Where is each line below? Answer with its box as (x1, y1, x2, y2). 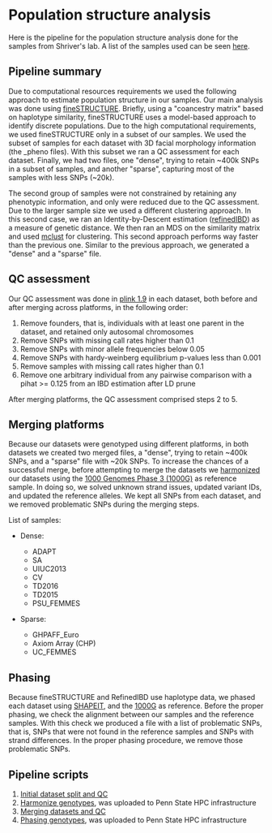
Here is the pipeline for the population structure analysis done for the (8, 32, 239, 42)
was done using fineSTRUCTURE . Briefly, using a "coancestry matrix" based (8, 103, 264, 113)
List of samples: (8, 516, 62, 525)
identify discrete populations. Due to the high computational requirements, (8, 120, 257, 131)
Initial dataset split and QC (19, 789, 108, 799)
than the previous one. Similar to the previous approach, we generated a (8, 240, 249, 249)
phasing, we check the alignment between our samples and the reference (8, 710, 254, 719)
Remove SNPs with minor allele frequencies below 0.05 (19, 343, 205, 354)
